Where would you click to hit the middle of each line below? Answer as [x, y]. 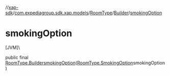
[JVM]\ [13, 47]
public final [17, 57]
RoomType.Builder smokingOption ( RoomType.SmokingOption [69, 63]
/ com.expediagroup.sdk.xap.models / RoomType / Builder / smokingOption [87, 13]
